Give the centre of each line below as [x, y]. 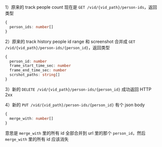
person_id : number [28, 61]
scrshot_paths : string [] [35, 75]
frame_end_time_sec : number [38, 70]
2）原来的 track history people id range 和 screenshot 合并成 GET [70, 41]
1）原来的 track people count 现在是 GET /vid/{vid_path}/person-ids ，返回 [81, 7]
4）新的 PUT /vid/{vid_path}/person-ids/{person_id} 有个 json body [75, 105]
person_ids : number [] [32, 27]
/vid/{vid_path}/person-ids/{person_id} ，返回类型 [58, 47]
